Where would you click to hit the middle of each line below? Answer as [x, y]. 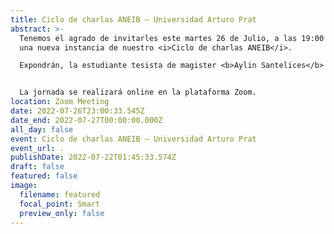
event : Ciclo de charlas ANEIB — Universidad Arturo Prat [133, 139]
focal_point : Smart [60, 204]
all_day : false [42, 129]
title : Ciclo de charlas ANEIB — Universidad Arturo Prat [133, 19]
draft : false [37, 167]
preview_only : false [62, 213]
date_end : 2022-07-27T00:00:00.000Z [86, 120]
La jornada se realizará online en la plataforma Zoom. [138, 92]
